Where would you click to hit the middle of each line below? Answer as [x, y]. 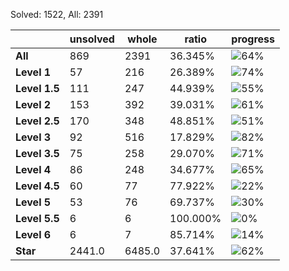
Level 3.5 [37, 153]
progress [253, 39]
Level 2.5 [37, 121]
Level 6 [33, 234]
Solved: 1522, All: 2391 [57, 14]
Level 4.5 [37, 186]
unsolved [92, 39]
